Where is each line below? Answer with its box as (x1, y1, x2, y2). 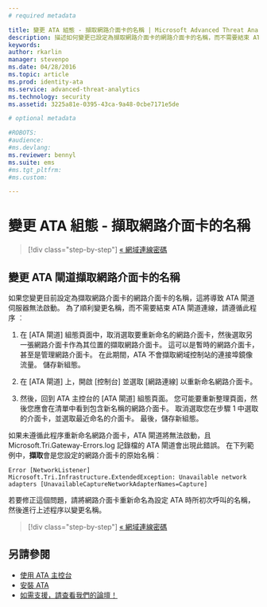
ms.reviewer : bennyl (8, 151, 77, 159)
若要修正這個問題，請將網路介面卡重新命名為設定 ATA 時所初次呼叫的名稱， (8, 495, 255, 504)
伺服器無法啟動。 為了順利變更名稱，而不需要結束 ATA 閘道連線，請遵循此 (8, 303, 250, 312)
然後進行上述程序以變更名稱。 (8, 505, 106, 515)
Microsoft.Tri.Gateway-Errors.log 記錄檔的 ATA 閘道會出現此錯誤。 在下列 (8, 441, 248, 450)
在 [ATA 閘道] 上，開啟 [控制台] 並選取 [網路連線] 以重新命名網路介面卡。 (19, 377, 257, 386)
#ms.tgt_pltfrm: (8, 166, 62, 174)
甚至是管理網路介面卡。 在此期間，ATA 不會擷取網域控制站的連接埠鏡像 (19, 350, 253, 359)
